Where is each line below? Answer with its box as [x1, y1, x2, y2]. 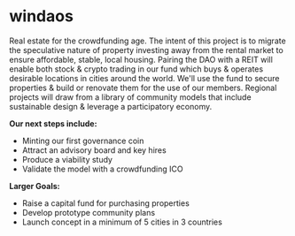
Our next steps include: [9, 118, 97, 129]
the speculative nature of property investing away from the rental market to [9, 44, 283, 55]
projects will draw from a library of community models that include [9, 91, 252, 103]
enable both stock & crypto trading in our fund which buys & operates [9, 64, 264, 74]
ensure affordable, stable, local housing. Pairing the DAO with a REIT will [9, 54, 273, 65]
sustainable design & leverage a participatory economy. [9, 101, 213, 111]
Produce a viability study [21, 154, 113, 164]
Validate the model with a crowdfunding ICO [21, 164, 183, 174]
